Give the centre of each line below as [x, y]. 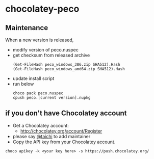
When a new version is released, [40, 40]
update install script [33, 78]
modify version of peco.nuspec [46, 50]
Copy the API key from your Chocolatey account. [64, 142]
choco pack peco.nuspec [38, 93]
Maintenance [27, 28]
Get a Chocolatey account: [41, 125]
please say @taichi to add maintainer [52, 136]
